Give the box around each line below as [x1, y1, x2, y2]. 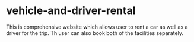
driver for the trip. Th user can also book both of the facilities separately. [6, 29, 184, 36]
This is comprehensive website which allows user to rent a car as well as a [6, 23, 188, 30]
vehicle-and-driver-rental [6, 4, 136, 17]
